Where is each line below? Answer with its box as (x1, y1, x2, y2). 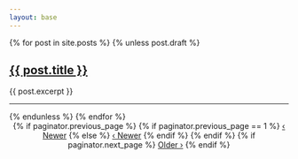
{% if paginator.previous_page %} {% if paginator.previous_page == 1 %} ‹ (12, 121, 286, 132)
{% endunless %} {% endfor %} (9, 111, 126, 122)
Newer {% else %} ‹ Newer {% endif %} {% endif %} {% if (43, 130, 255, 141)
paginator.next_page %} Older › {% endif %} (67, 140, 231, 150)
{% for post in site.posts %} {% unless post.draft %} (9, 37, 200, 48)
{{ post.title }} (9, 63, 89, 78)
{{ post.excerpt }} (9, 86, 74, 97)
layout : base (9, 12, 58, 22)
